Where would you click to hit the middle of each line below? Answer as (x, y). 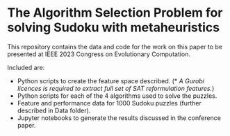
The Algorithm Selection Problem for (115, 13)
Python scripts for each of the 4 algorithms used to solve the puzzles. (117, 96)
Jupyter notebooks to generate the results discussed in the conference (119, 118)
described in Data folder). (54, 110)
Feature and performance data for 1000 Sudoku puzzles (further (109, 103)
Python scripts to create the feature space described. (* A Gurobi (111, 80)
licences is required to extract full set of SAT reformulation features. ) (116, 88)
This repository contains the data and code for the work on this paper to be (115, 46)
